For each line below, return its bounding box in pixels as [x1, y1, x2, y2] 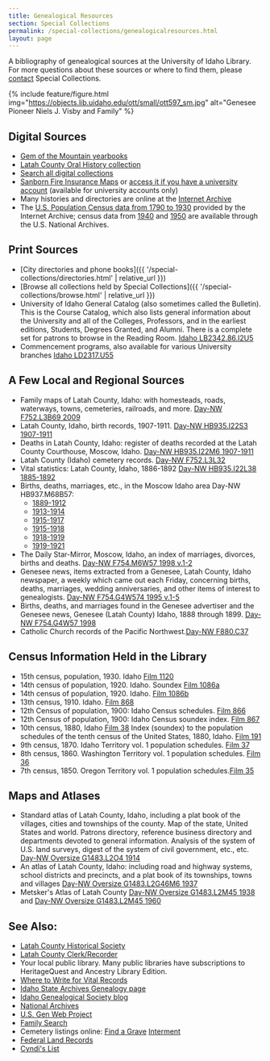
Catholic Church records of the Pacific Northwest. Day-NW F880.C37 [19, 626, 249, 636]
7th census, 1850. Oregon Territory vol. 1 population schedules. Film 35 [19, 766, 255, 775]
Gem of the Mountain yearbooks [19, 151, 128, 161]
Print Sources [8, 243, 79, 257]
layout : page [8, 34, 52, 43]
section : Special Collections [8, 19, 110, 27]
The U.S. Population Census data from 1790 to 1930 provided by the [19, 203, 246, 212]
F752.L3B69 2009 [19, 412, 81, 422]
